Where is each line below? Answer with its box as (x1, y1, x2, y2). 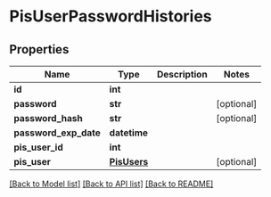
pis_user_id (13, 141, 64, 153)
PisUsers (109, 156, 149, 168)
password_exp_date (13, 127, 101, 139)
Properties (9, 42, 70, 57)
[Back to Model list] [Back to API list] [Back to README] (9, 178, 214, 189)
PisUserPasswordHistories (9, 6, 212, 27)
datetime (109, 127, 149, 139)
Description (156, 69, 208, 80)
